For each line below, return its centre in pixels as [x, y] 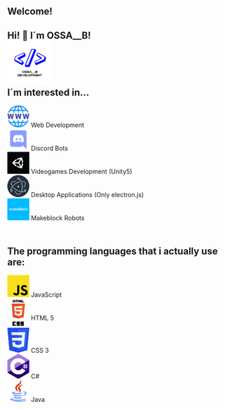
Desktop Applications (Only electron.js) [87, 195]
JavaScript [46, 295]
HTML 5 [42, 318]
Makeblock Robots [57, 218]
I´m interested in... [48, 92]
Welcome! [30, 12]
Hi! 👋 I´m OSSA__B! [49, 35]
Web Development [57, 125]
